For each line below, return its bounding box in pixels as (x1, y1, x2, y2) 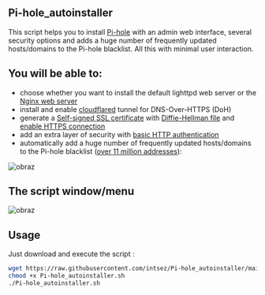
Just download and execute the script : (8, 249, 135, 259)
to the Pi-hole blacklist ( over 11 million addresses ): (19, 146, 183, 156)
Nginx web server (19, 96, 78, 106)
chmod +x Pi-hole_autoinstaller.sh (8, 272, 125, 280)
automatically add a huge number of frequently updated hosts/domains (19, 138, 252, 147)
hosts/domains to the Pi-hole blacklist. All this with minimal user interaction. (8, 43, 254, 54)
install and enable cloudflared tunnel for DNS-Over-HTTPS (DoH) (19, 104, 232, 114)
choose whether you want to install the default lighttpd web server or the (19, 88, 257, 97)
